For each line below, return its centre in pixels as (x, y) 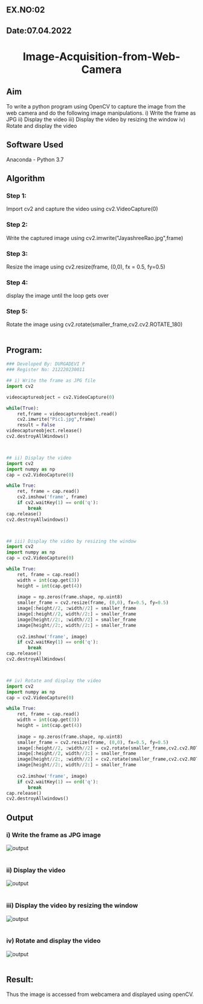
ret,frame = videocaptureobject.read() (67, 414)
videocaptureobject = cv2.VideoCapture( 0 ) (60, 397)
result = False (36, 425)
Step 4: (17, 283)
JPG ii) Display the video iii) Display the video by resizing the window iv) (96, 119)
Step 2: (17, 225)
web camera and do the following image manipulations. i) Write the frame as (101, 113)
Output (20, 818)
